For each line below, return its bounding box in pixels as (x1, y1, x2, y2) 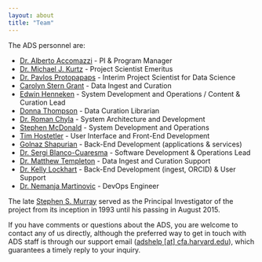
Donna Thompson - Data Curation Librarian (19, 105, 160, 115)
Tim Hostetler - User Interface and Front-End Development (19, 131, 210, 140)
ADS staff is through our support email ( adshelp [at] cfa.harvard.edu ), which (8, 237, 255, 246)
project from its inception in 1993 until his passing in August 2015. (8, 205, 220, 214)
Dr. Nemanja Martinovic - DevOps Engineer (19, 181, 159, 190)
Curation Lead (19, 98, 66, 107)
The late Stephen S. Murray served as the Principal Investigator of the (8, 196, 234, 205)
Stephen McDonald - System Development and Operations (19, 123, 209, 132)
